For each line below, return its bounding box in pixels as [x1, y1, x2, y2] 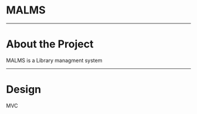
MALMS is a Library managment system [6, 57, 103, 64]
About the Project [6, 37, 94, 51]
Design [6, 83, 42, 96]
